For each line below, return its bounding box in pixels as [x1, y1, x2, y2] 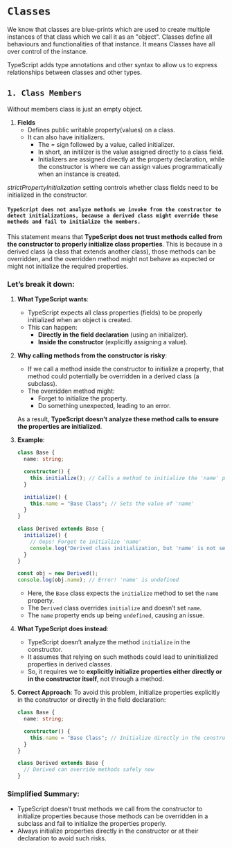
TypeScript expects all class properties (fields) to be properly [27, 308, 203, 317]
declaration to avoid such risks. [17, 834, 107, 842]
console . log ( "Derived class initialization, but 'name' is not [30, 545, 217, 551]
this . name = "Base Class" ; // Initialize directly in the [30, 734, 201, 741]
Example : [17, 436, 45, 444]
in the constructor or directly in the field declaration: [17, 696, 166, 704]
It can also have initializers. [27, 133, 105, 141]
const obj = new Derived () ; [17, 570, 99, 577]
